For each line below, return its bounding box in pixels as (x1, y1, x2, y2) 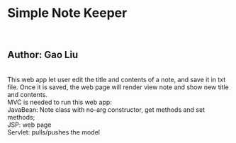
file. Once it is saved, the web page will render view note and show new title (7, 83, 229, 91)
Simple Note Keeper (7, 5, 128, 21)
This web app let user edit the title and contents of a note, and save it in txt (7, 75, 226, 84)
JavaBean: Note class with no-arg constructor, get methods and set (7, 105, 206, 114)
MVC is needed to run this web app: (7, 98, 112, 106)
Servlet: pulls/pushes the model (7, 127, 101, 136)
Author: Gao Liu (7, 49, 79, 61)
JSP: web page (7, 120, 52, 129)
